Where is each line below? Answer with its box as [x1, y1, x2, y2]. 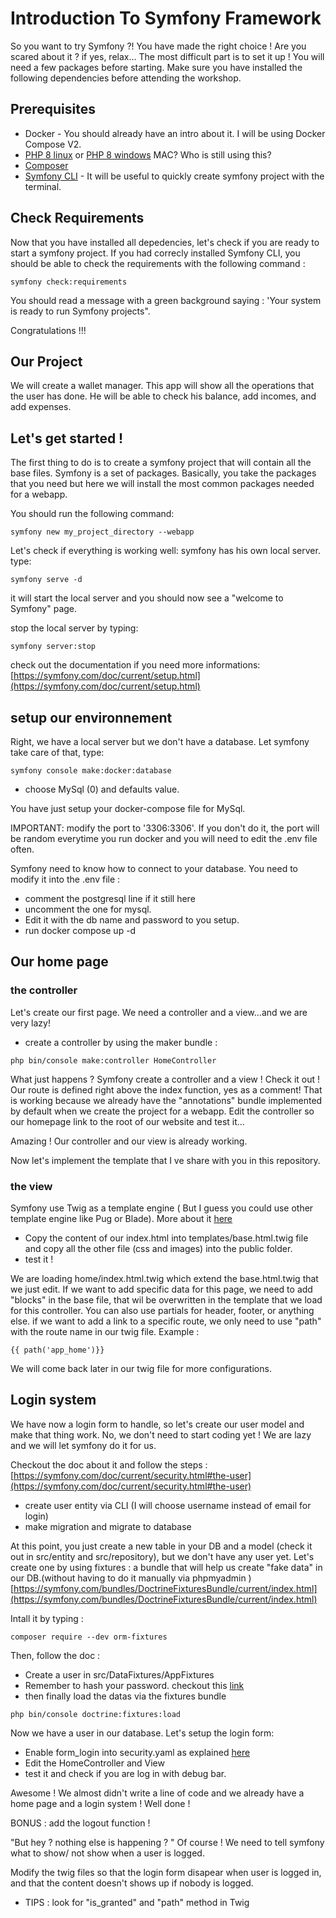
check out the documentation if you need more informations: [10, 659, 261, 671]
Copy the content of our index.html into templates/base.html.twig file [24, 1232, 309, 1244]
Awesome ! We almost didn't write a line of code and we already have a [10, 1787, 305, 1799]
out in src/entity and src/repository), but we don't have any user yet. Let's [10, 1550, 315, 1562]
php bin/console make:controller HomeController [10, 1055, 217, 1066]
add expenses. [10, 401, 72, 413]
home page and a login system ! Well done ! [10, 1797, 191, 1809]
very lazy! [10, 1017, 51, 1029]
